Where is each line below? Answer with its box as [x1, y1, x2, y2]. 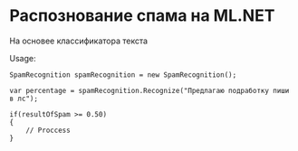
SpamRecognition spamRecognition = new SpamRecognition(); [9, 70, 237, 80]
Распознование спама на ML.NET [9, 5, 275, 26]
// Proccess [25, 126, 71, 135]
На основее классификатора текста [9, 35, 148, 46]
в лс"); [9, 94, 39, 103]
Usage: [9, 52, 36, 63]
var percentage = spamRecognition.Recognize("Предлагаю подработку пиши [9, 86, 290, 95]
